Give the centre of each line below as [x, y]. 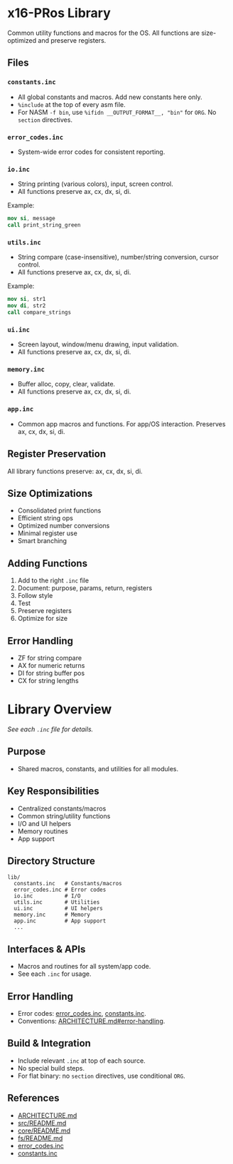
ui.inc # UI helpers [58, 909]
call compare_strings [39, 313]
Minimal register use [48, 533]
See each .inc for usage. [54, 974]
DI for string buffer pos [51, 673]
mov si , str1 [27, 299]
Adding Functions [47, 563]
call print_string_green [44, 225]
